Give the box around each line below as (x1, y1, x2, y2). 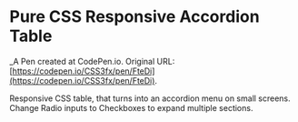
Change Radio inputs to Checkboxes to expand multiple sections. (9, 102, 253, 113)
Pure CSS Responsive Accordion (9, 6, 261, 27)
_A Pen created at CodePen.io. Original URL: (9, 56, 175, 66)
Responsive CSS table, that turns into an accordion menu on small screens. (9, 93, 291, 104)
